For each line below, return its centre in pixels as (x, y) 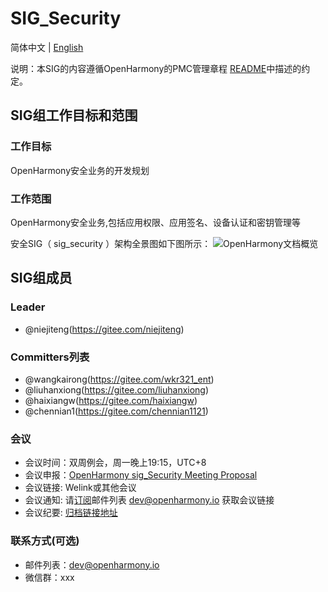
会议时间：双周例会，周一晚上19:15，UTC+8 (115, 463)
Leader (28, 307)
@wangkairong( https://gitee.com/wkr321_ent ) (119, 379)
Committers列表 (50, 357)
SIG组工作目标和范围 (74, 115)
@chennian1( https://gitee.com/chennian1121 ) (116, 411)
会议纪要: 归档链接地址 (71, 513)
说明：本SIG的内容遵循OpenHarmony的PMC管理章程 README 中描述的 (156, 68)
